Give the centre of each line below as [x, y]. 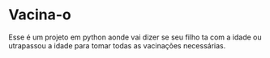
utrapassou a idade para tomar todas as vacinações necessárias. [117, 45]
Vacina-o [40, 15]
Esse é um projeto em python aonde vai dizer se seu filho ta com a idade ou [135, 37]
